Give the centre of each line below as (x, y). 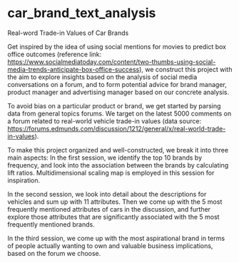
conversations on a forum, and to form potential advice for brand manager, (117, 84)
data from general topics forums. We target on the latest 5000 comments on (119, 113)
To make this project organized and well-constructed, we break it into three (118, 150)
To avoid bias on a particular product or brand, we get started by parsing (114, 105)
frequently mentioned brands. (51, 224)
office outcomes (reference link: (55, 54)
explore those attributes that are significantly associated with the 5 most (113, 217)
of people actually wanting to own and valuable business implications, (110, 246)
